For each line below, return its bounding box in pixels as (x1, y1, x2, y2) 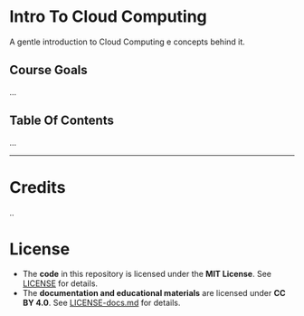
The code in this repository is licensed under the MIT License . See (22, 269, 271, 280)
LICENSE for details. (22, 278, 98, 289)
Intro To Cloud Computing (9, 6, 208, 27)
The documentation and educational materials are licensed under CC (22, 288, 287, 299)
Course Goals (9, 62, 88, 78)
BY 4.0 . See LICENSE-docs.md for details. (22, 297, 181, 309)
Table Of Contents (9, 113, 115, 129)
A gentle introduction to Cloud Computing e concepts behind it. (9, 36, 246, 47)
